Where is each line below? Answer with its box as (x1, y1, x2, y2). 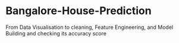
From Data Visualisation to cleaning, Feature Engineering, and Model (5, 24, 174, 31)
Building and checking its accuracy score (5, 29, 106, 37)
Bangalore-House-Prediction (5, 4, 152, 18)
